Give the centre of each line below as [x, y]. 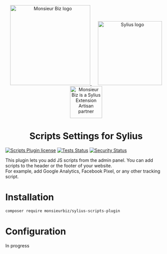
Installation [30, 197]
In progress [17, 245]
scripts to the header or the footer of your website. [59, 165]
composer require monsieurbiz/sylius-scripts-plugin [63, 211]
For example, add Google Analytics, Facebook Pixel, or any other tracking [83, 171]
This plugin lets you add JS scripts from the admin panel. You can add [79, 160]
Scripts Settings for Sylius [86, 136]
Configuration [36, 231]
